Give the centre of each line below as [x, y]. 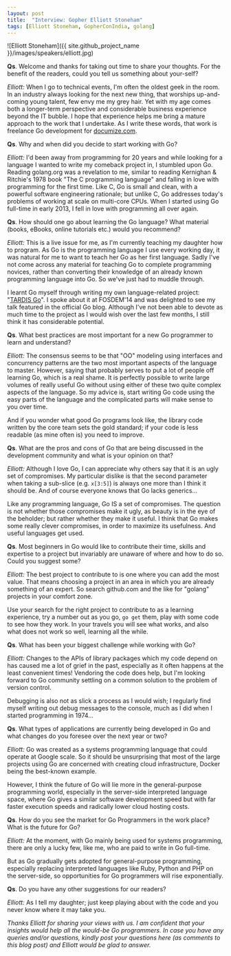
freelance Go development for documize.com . [72, 131]
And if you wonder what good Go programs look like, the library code [105, 420]
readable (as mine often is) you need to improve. [76, 435]
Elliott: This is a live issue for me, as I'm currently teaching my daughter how [115, 243]
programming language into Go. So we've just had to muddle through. [106, 279]
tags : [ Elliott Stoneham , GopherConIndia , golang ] [81, 26]
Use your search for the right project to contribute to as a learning [100, 610]
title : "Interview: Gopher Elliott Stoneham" [75, 20]
